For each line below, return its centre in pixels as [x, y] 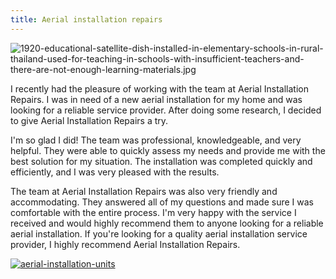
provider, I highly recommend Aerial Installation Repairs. [125, 244]
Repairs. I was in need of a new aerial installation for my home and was [156, 99]
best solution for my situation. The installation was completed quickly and [161, 161]
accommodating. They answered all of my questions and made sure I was [162, 202]
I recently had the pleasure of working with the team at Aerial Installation [159, 88]
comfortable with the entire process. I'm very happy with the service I [153, 212]
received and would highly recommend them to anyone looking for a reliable [167, 223]
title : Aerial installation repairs [86, 19]
